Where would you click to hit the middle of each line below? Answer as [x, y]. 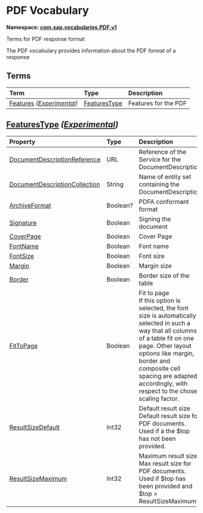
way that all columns [168, 331]
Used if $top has [162, 479]
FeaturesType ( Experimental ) [63, 125]
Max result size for [165, 464]
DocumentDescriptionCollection [55, 184]
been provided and [166, 486]
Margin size [155, 266]
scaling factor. [159, 398]
